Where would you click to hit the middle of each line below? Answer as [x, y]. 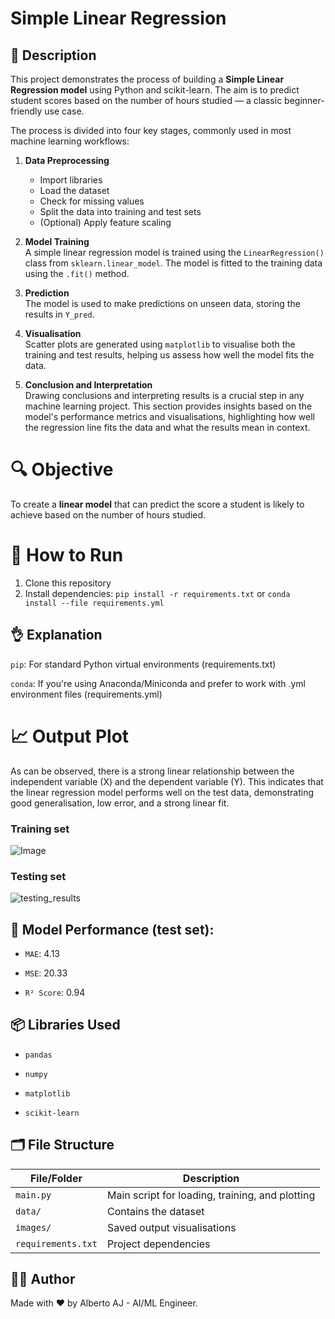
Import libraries [71, 180]
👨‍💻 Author [43, 1279]
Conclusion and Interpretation [88, 385]
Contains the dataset [155, 1211]
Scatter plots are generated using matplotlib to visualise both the [160, 344]
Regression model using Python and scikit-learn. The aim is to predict [155, 90]
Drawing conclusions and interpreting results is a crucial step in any [164, 395]
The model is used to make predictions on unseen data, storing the [162, 303]
